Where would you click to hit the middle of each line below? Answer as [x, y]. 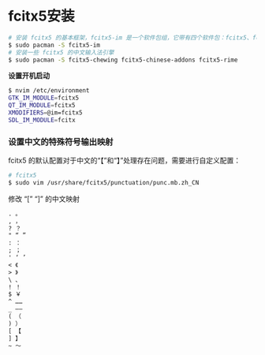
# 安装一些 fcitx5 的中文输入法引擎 [61, 52]
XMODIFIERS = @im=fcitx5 [45, 113]
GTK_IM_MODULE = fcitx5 [44, 98]
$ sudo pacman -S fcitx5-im [54, 45]
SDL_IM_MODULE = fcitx [42, 120]
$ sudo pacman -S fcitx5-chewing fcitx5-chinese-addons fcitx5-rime [123, 60]
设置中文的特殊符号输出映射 [61, 141]
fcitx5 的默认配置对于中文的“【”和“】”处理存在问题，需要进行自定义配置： [125, 161]
